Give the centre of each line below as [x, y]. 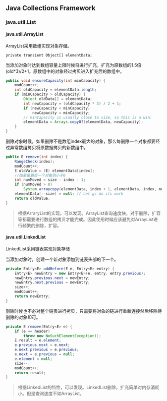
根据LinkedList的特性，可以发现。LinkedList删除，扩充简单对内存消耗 [88, 387]
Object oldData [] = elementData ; [58, 99]
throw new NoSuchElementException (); [62, 336]
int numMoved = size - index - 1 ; [50, 180]
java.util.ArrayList [25, 34]
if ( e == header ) [32, 331]
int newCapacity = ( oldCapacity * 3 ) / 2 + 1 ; [72, 104]
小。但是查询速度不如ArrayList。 [51, 394]
